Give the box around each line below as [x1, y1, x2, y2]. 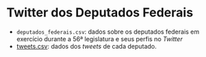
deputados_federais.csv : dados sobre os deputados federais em [16, 27, 200, 36]
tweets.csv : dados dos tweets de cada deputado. [16, 42, 157, 50]
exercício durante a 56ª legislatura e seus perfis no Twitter [16, 34, 183, 43]
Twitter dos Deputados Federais [6, 5, 194, 21]
